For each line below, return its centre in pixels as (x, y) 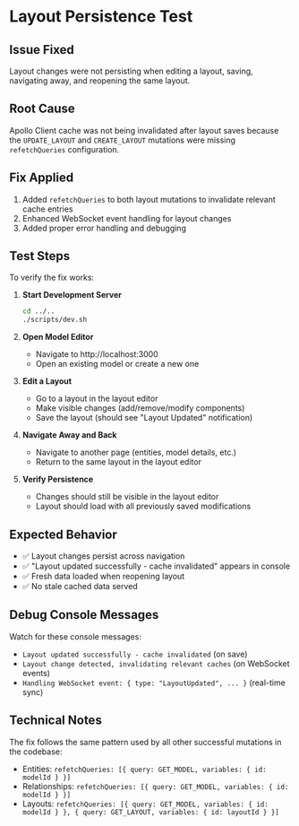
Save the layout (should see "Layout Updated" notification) (144, 418)
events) (36, 673)
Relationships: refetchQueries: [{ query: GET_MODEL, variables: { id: (155, 786)
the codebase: (36, 752)
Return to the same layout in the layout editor (118, 462)
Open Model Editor (58, 337)
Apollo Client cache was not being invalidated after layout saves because (144, 130)
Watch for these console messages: (75, 636)
